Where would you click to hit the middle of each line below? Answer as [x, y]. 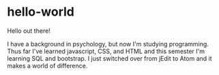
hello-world [41, 12]
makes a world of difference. [47, 65]
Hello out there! [29, 31]
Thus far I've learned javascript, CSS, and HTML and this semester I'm [106, 51]
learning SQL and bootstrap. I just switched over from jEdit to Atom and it [110, 58]
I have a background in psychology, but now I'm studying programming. [108, 44]
